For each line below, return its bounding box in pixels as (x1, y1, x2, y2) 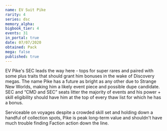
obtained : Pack (5, 45, 37, 50)
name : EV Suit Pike (5, 7, 46, 13)
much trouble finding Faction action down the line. (5, 120, 109, 126)
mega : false (5, 49, 30, 54)
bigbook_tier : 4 (5, 26, 39, 31)
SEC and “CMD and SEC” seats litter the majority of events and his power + (5, 89, 161, 95)
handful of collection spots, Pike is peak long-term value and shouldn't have (5, 115, 162, 121)
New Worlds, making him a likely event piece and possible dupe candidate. (5, 84, 160, 90)
